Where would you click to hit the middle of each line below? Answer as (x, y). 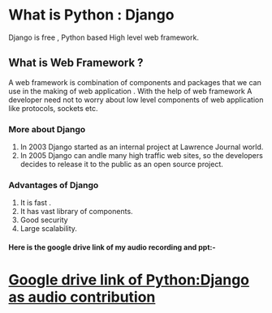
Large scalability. (48, 229)
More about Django (47, 129)
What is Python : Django (91, 15)
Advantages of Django (54, 185)
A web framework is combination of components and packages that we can (135, 82)
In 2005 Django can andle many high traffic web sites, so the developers (142, 156)
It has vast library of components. (76, 212)
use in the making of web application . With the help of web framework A (130, 91)
